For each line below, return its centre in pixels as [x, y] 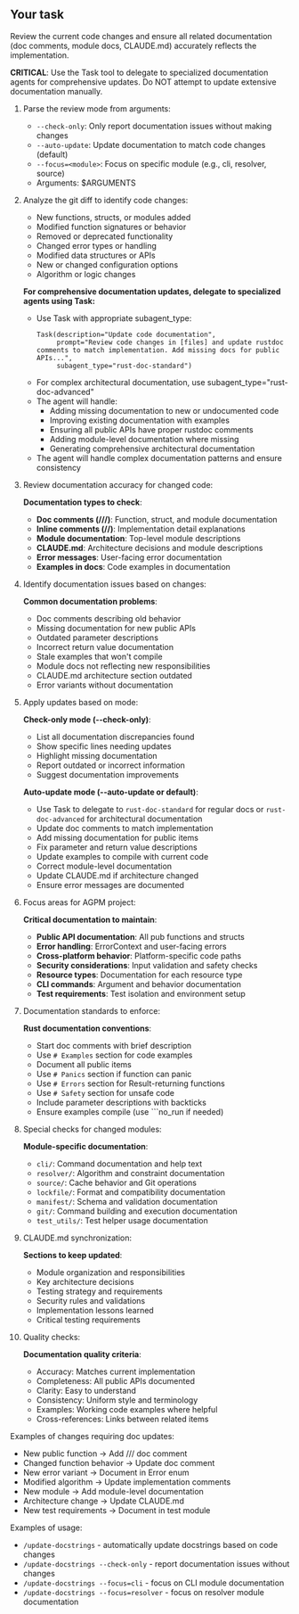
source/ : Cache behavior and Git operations [116, 1182]
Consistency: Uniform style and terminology [117, 1400]
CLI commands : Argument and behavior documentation [139, 984]
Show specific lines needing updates [104, 746]
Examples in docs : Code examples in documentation [133, 566]
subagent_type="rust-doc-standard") [124, 366]
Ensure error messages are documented [110, 885]
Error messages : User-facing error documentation [129, 557]
